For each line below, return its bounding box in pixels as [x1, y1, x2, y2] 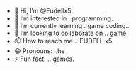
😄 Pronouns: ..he [13, 47, 65, 55]
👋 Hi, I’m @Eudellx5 [13, 7, 72, 15]
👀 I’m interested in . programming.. [13, 14, 115, 22]
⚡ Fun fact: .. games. [13, 55, 74, 63]
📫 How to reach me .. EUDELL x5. [13, 37, 115, 45]
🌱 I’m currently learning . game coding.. [13, 22, 130, 29]
